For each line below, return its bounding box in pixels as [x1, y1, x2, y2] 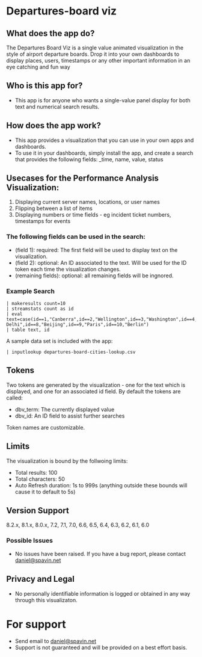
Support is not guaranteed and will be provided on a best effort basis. [14, 644, 188, 651]
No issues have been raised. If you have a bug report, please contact [14, 550, 186, 557]
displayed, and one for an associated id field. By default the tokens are [6, 387, 181, 395]
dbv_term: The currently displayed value [14, 406, 115, 413]
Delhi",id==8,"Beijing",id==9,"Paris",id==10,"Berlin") [6, 322, 149, 328]
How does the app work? [6, 120, 101, 131]
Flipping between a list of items [14, 205, 93, 212]
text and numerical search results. [14, 103, 100, 110]
